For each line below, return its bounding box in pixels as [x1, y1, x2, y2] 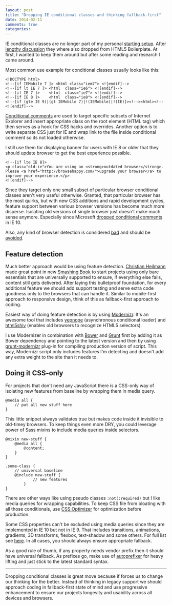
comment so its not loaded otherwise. [5, 134, 85, 141]
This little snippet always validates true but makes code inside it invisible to [5, 416, 164, 422]
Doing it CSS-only [5, 369, 63, 377]
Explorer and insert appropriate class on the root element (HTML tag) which [5, 118, 165, 125]
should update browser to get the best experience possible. [5, 150, 132, 156]
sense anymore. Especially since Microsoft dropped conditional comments [5, 214, 163, 220]
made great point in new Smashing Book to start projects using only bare [5, 269, 159, 275]
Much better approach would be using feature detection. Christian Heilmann [5, 263, 166, 269]
